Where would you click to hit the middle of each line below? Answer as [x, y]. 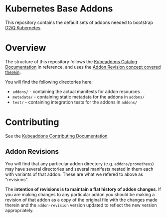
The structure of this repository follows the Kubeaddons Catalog [71, 61]
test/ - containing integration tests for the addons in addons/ [75, 102]
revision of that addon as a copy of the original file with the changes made [82, 200]
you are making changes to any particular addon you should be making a [80, 194]
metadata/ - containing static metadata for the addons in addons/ [79, 97]
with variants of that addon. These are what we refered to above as [74, 174]
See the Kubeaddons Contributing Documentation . [57, 136]
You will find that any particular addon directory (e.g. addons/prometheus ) [80, 163]
